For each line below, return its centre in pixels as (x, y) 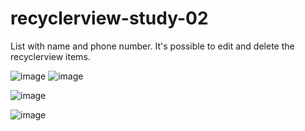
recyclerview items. (50, 56)
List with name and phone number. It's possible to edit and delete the (152, 46)
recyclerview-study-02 (109, 18)
